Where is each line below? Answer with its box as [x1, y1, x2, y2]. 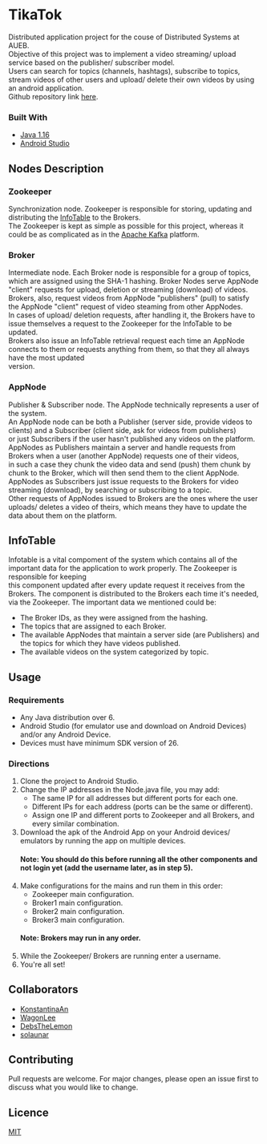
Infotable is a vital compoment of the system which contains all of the [8, 555, 238, 564]
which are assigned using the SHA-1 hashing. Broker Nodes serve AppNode [8, 277, 259, 286]
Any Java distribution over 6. [19, 713, 115, 722]
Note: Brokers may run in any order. [19, 933, 142, 943]
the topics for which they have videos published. [19, 639, 181, 649]
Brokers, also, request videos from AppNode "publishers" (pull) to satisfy [8, 293, 250, 303]
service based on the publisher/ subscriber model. [8, 58, 175, 67]
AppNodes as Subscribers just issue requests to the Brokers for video [8, 476, 239, 486]
